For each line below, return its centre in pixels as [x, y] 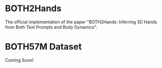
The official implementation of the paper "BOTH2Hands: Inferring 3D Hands [81, 22]
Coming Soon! [20, 60]
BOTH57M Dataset [43, 47]
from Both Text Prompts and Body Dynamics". [51, 27]
